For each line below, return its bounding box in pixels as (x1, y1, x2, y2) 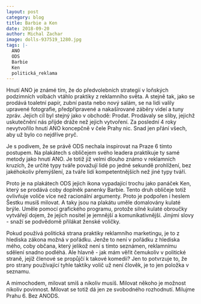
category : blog (6, 14, 44, 20)
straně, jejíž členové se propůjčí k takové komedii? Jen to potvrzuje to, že (6, 255, 188, 263)
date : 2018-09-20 (6, 25, 50, 32)
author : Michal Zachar (6, 31, 63, 37)
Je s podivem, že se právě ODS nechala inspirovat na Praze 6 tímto (6, 143, 172, 150)
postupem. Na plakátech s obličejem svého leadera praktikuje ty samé (6, 149, 180, 156)
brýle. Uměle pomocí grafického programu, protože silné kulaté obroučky (6, 205, 188, 213)
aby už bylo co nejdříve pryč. (6, 131, 78, 139)
